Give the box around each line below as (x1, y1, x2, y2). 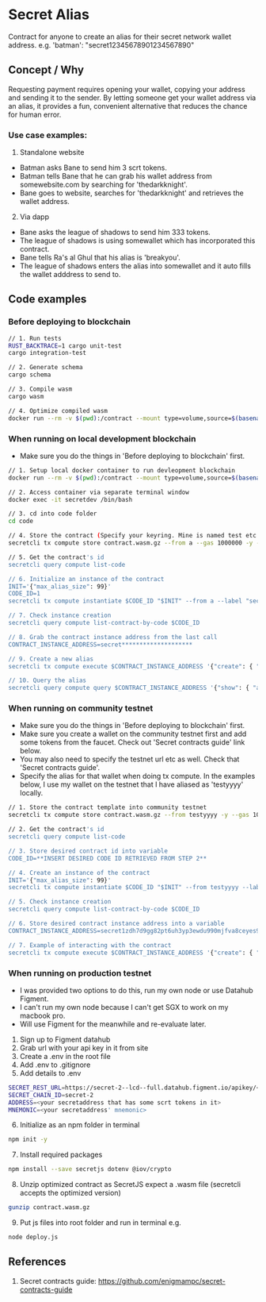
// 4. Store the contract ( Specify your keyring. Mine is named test (8, 532, 243, 540)
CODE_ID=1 (8, 590, 41, 598)
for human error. (8, 110, 62, 119)
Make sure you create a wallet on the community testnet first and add (19, 729, 247, 739)
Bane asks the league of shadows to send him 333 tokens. (19, 228, 211, 237)
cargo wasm (8, 392, 44, 400)
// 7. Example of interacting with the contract (8, 941, 172, 950)
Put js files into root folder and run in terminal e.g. (19, 1218, 182, 1227)
